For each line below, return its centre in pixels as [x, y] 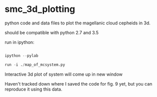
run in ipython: [19, 42]
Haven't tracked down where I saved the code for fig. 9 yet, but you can [78, 84]
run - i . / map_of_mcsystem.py [35, 65]
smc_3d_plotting [40, 9]
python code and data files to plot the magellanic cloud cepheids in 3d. [78, 23]
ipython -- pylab [21, 56]
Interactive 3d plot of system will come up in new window [64, 74]
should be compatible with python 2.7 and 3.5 [52, 32]
